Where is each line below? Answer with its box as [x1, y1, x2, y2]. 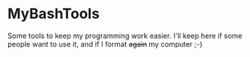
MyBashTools [7, 5, 100, 23]
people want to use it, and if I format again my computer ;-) [7, 39, 203, 48]
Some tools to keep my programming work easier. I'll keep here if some [7, 31, 243, 40]
